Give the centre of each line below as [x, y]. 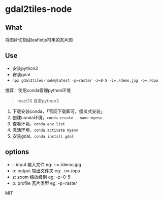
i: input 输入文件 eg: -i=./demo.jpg [47, 164]
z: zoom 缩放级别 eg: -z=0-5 [41, 177]
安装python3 [25, 68]
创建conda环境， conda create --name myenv [57, 117]
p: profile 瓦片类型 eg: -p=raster [45, 183]
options [17, 152]
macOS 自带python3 [38, 100]
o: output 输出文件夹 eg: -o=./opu [46, 171]
